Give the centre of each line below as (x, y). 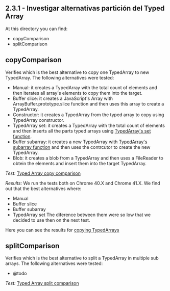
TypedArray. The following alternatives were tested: (60, 77)
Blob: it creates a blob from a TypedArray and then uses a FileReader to (88, 158)
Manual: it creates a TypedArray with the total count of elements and (85, 87)
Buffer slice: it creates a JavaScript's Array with (63, 98)
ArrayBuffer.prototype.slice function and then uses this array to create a (88, 103)
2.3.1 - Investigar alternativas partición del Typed (85, 8)
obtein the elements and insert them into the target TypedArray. (80, 163)
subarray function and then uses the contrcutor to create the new (81, 147)
